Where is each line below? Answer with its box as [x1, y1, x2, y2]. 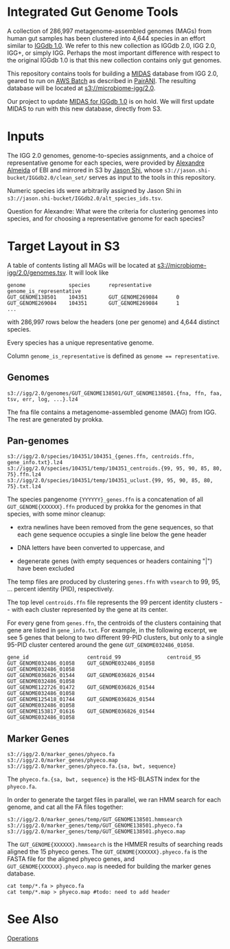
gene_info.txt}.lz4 [7, 459, 63, 466]
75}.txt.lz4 [7, 483, 41, 490]
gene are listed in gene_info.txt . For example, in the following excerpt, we [7, 626, 218, 634]
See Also [7, 911, 59, 927]
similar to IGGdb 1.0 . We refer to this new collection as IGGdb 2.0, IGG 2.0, [7, 41, 216, 49]
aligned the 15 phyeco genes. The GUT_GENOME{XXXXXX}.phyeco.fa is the [7, 847, 207, 856]
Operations [7, 935, 39, 943]
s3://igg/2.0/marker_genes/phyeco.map [7, 757, 118, 764]
